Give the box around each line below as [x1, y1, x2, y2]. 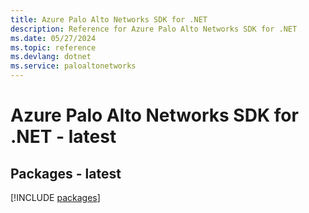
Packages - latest [10, 165, 122, 182]
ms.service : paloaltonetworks [10, 61, 137, 71]
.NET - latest [10, 126, 117, 148]
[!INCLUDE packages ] [10, 192, 101, 203]
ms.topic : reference [10, 42, 97, 53]
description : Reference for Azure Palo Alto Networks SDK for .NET [10, 24, 298, 34]
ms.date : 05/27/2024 [10, 33, 97, 43]
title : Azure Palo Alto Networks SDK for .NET [10, 14, 208, 25]
